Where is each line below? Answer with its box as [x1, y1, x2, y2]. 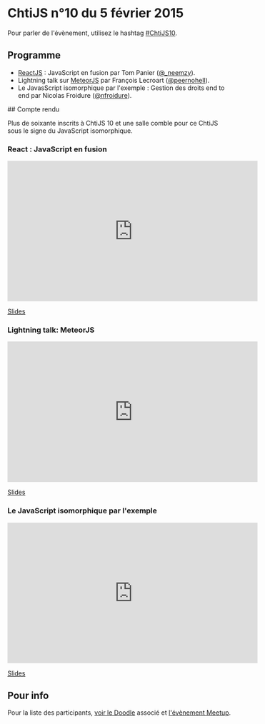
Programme [7, 49, 61, 61]
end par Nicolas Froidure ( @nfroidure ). [17, 91, 132, 99]
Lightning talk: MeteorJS [7, 325, 95, 335]
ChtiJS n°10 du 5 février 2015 [7, 5, 184, 21]
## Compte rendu [7, 105, 59, 114]
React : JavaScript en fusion [7, 144, 107, 154]
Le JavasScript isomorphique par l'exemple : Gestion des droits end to [17, 84, 225, 92]
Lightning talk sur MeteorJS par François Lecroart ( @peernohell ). [17, 76, 210, 84]
